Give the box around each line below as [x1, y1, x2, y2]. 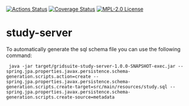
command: [6, 52, 32, 59]
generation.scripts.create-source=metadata [6, 94, 115, 100]
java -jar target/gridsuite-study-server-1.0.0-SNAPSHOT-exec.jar [8, 63, 176, 69]
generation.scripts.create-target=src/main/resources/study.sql [6, 84, 168, 90]
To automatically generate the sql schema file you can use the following [6, 45, 181, 52]
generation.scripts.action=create [6, 74, 92, 79]
